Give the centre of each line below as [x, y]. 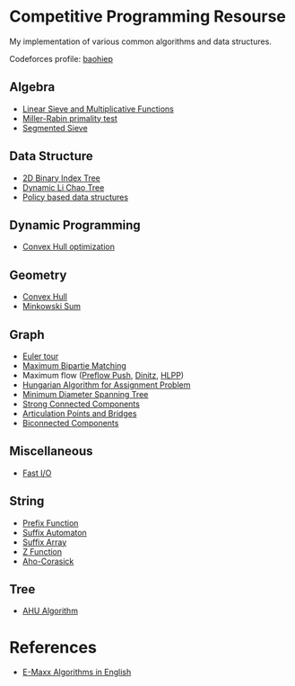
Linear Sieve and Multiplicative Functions [98, 109]
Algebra [32, 87]
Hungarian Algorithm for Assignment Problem [106, 385]
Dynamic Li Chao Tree [63, 187]
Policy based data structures [75, 197]
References [53, 647]
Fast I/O [37, 473]
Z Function [42, 551]
